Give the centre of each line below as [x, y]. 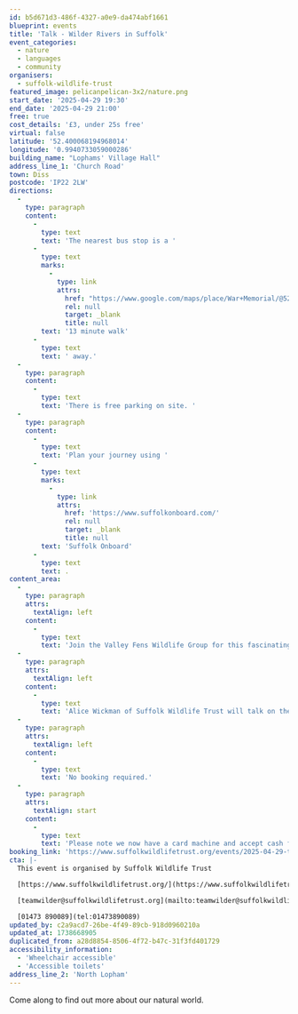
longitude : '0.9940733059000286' [71, 149]
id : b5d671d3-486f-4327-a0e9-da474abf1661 [89, 17]
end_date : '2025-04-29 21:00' [65, 108]
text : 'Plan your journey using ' [105, 455]
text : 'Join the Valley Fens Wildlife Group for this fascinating [166, 645]
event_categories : [43, 42]
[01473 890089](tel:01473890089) [79, 916]
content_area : [35, 579]
